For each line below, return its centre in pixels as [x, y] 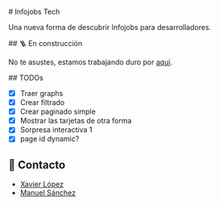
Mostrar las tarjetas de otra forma [76, 121]
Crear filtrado [42, 102]
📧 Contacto [37, 165]
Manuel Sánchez [48, 193]
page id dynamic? [50, 139]
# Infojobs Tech [34, 12]
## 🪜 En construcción [45, 43]
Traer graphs [41, 93]
